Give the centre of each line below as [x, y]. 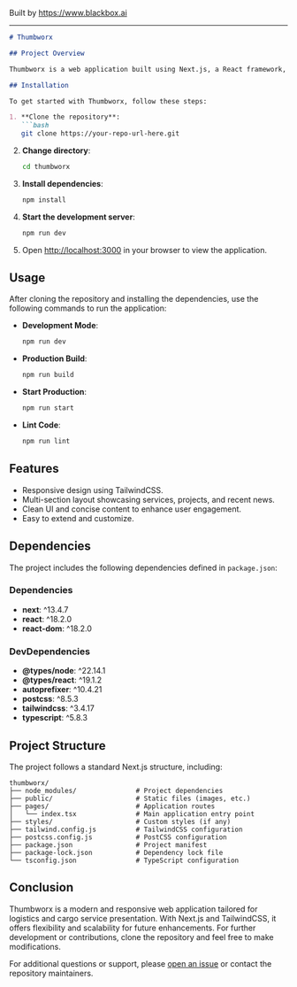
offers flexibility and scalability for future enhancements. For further [133, 928]
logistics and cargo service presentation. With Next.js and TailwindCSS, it [143, 918]
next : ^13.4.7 [45, 609]
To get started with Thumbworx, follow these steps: [108, 101]
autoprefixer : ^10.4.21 [62, 690]
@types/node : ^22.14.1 [64, 671]
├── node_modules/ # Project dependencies [116, 790]
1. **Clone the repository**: [65, 117]
